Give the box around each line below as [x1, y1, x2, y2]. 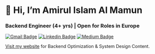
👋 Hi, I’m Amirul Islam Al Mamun [5, 4, 143, 16]
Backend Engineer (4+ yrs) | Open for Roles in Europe [5, 22, 140, 29]
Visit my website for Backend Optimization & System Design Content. [5, 43, 150, 49]
